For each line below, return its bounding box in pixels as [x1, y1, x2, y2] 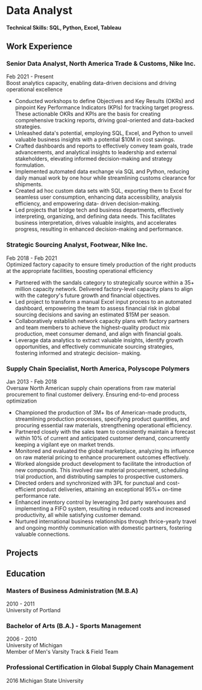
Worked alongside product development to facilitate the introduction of [14, 460, 192, 468]
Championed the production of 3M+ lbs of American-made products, [14, 409, 187, 416]
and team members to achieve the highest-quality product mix [14, 324, 170, 331]
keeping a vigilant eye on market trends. [14, 441, 115, 448]
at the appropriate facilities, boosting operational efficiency [6, 267, 153, 274]
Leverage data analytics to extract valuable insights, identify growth [14, 336, 184, 343]
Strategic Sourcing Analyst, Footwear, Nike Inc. [6, 240, 148, 249]
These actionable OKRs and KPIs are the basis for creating [14, 110, 161, 118]
